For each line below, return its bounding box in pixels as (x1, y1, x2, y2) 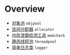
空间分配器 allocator (11, 26, 55, 32)
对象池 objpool (11, 20, 42, 26)
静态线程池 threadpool (11, 38, 57, 44)
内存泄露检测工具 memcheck (11, 32, 66, 38)
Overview (4, 3, 45, 15)
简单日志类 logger (11, 44, 48, 50)
